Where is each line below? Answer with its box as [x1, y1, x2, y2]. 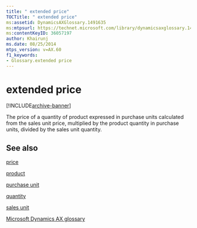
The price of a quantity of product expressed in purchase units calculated [6, 114, 184, 121]
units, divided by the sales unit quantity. [6, 126, 102, 133]
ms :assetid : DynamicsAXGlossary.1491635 [6, 19, 107, 25]
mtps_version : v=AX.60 [6, 47, 62, 53]
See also [6, 143, 38, 153]
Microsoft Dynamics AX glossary [6, 215, 86, 223]
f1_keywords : [6, 52, 38, 58]
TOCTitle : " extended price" [6, 14, 77, 20]
